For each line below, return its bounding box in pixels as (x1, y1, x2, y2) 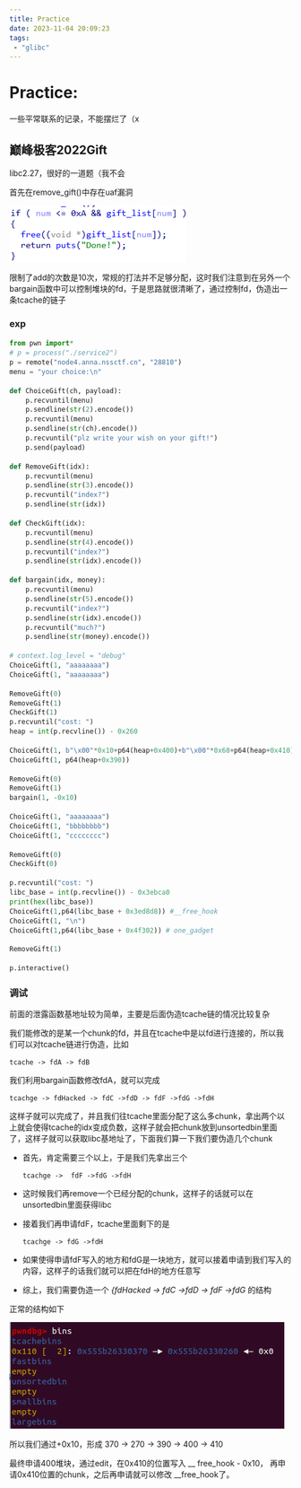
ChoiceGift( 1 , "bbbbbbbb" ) (9, 821, 110, 830)
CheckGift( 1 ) (9, 708, 58, 717)
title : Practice (9, 14, 70, 23)
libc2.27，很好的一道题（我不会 (9, 168, 125, 179)
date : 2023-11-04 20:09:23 (9, 23, 110, 33)
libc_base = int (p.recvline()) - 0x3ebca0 (9, 888, 170, 897)
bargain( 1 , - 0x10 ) (9, 793, 78, 802)
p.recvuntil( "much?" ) (25, 623, 106, 632)
